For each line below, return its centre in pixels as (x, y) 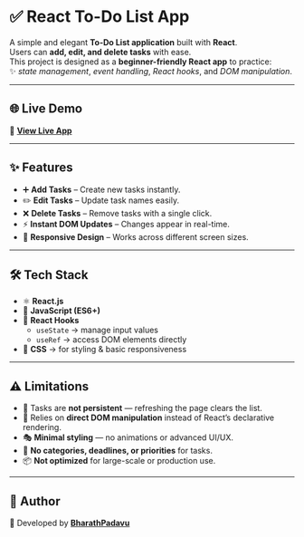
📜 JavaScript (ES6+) (62, 311)
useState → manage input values (97, 330)
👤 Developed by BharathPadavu (70, 523)
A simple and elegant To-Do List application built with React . (123, 42)
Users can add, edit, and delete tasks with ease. (100, 52)
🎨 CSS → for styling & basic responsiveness (104, 350)
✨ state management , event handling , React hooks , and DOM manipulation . (151, 71)
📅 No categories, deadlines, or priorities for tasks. (117, 451)
